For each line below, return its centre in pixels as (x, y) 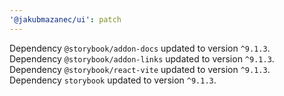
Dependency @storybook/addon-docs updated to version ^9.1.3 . (140, 48)
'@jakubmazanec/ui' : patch (65, 19)
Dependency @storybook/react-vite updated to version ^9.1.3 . (140, 69)
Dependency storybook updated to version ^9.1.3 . (113, 80)
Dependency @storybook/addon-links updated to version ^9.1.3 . (142, 58)
